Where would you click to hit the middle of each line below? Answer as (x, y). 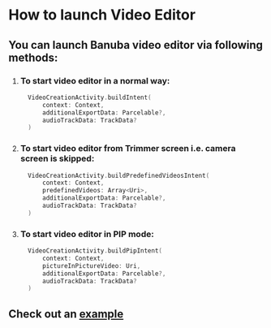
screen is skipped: (57, 158)
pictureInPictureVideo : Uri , (91, 265)
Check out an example (66, 314)
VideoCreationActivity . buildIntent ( (90, 97)
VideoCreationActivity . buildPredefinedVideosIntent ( (119, 175)
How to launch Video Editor (102, 15)
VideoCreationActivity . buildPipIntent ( (95, 251)
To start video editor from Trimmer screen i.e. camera (128, 149)
